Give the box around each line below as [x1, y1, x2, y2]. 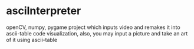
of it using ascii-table [6, 36, 58, 43]
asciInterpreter [6, 4, 81, 18]
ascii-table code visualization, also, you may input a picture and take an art [6, 30, 188, 37]
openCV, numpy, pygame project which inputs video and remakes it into [6, 24, 181, 31]
